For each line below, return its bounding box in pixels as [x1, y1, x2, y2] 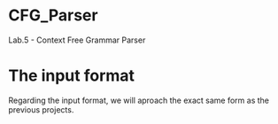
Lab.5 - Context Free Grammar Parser [8, 35, 146, 45]
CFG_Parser [8, 5, 98, 26]
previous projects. [8, 104, 74, 115]
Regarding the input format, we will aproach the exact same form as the [8, 95, 269, 105]
